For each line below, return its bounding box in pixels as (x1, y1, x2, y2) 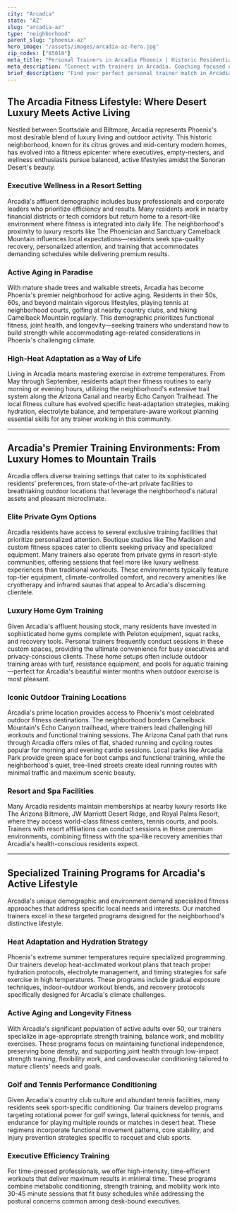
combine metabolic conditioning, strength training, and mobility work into (7, 1182, 220, 1191)
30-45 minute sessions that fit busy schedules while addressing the (7, 1189, 205, 1198)
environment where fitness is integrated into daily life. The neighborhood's (7, 219, 224, 228)
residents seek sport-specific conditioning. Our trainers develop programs (7, 1103, 224, 1112)
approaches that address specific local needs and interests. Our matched (7, 904, 221, 913)
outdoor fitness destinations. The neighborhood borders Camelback (7, 715, 205, 724)
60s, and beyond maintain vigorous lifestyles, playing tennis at (7, 298, 189, 306)
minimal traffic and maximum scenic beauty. (7, 768, 136, 777)
